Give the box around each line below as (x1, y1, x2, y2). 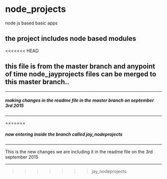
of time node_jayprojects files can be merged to (5, 70, 157, 78)
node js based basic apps (5, 20, 58, 26)
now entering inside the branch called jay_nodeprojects (5, 131, 123, 138)
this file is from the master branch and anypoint (5, 62, 156, 71)
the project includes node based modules (5, 34, 137, 43)
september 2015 (5, 154, 39, 160)
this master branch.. (5, 78, 70, 86)
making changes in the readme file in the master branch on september (5, 97, 154, 103)
